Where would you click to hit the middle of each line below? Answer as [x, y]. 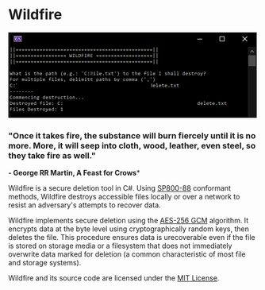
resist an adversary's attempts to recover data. [84, 205]
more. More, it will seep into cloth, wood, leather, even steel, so [132, 145]
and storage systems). [45, 263]
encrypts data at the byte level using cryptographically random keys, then [129, 229]
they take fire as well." [52, 155]
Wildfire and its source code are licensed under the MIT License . [114, 278]
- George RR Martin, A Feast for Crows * [74, 173]
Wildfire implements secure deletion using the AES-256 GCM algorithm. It [129, 221]
